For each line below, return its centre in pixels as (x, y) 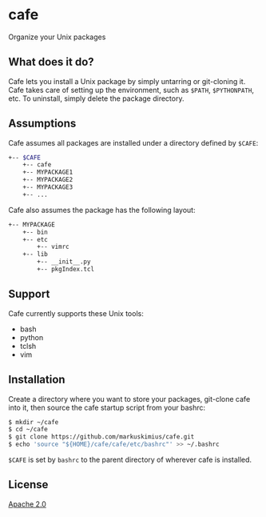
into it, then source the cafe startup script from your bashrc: (107, 407)
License (28, 485)
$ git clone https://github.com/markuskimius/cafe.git (101, 437)
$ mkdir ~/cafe (34, 422)
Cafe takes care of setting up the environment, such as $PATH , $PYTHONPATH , (131, 90)
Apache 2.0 (27, 504)
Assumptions (42, 124)
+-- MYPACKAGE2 (48, 180)
